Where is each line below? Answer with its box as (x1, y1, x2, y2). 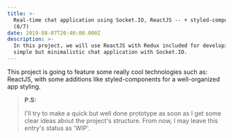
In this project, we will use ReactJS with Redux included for (13, 42, 200, 49)
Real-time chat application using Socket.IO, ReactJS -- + (13, 17, 188, 24)
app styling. (7, 82, 41, 91)
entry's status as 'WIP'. (24, 124, 90, 132)
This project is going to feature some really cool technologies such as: (7, 67, 208, 76)
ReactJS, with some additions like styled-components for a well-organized (7, 75, 221, 83)
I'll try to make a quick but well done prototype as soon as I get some (24, 109, 222, 118)
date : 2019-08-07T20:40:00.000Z (7, 29, 101, 37)
